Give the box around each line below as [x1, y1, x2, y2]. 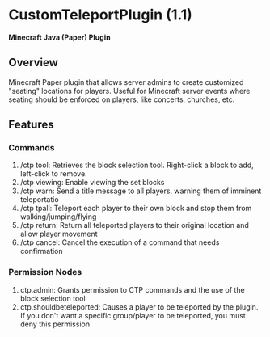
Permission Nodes [8, 267, 82, 278]
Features [8, 118, 54, 132]
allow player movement [19, 229, 98, 239]
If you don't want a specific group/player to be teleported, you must [19, 310, 247, 320]
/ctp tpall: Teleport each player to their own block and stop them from [19, 204, 252, 213]
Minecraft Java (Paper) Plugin [8, 32, 111, 42]
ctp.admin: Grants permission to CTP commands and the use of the [19, 284, 245, 294]
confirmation [19, 246, 63, 256]
